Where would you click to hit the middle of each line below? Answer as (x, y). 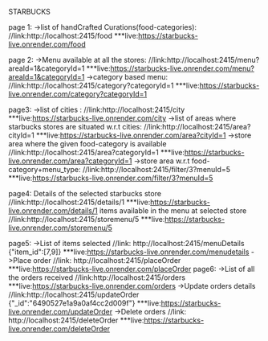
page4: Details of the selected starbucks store (85, 193)
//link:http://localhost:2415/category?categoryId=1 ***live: (104, 85)
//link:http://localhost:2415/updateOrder (74, 294)
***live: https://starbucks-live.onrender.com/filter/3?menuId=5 (111, 178)
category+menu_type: (45, 169)
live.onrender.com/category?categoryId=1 (77, 94)
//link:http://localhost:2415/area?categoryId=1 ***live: (97, 152)
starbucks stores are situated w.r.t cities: (75, 127)
